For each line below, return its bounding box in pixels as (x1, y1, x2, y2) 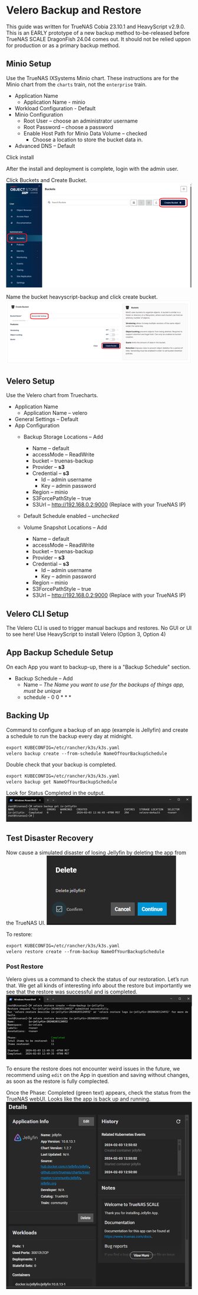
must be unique (23, 687, 62, 694)
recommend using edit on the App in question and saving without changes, (6, 1071, 190, 1078)
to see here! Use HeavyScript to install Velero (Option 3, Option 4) (6, 631, 166, 638)
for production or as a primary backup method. (6, 42, 120, 49)
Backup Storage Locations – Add (23, 434, 103, 441)
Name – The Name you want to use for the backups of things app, (23, 681, 184, 688)
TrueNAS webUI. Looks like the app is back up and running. (6, 1095, 151, 1102)
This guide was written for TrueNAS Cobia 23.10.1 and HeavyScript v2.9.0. (6, 23, 186, 30)
